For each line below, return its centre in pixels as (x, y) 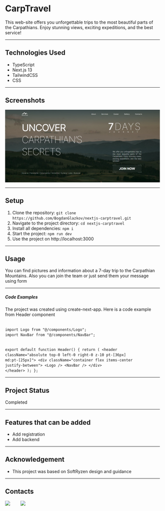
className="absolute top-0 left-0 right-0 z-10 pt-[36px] (66, 355)
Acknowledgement (35, 460)
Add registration (28, 434)
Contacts (20, 492)
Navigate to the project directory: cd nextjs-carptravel (68, 223)
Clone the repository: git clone (44, 213)
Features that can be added (48, 422)
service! (13, 32)
